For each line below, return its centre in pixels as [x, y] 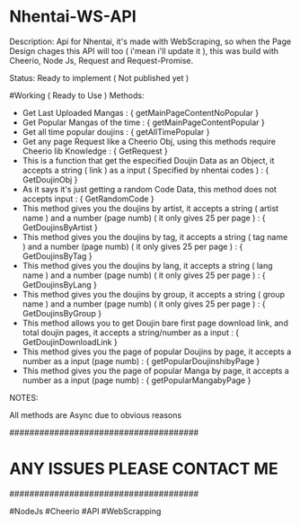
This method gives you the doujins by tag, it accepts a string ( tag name [155, 236]
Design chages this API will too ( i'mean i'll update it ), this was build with [144, 50]
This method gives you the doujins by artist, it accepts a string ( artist [150, 208]
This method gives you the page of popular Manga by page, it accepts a [155, 370]
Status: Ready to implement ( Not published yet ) [99, 77]
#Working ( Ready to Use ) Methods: [77, 95]
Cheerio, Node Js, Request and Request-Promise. [101, 60]
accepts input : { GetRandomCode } [88, 199]
